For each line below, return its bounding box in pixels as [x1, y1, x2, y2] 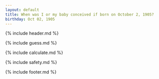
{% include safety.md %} [5, 59, 57, 65]
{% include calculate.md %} [5, 49, 63, 55]
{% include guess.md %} [5, 40, 57, 46]
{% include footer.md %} [5, 69, 57, 75]
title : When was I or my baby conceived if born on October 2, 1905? [5, 12, 154, 17]
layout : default [5, 7, 39, 12]
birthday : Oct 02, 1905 [5, 16, 55, 21]
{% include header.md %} [5, 30, 59, 36]
